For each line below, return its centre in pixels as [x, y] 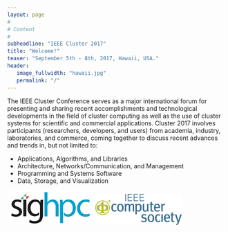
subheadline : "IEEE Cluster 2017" [57, 44]
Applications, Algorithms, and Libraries [72, 159]
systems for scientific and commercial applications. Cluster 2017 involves [112, 123]
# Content [21, 29]
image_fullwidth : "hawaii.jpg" [61, 73]
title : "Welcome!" [34, 51]
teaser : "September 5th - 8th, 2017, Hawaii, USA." [83, 59]
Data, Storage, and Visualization [63, 181]
